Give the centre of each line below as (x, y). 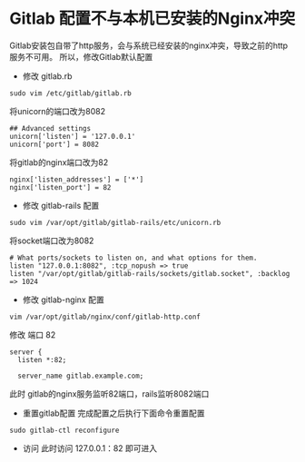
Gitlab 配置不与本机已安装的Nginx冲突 (152, 19)
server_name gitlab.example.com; (81, 376)
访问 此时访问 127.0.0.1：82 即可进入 (90, 448)
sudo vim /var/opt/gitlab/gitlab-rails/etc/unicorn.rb (115, 222)
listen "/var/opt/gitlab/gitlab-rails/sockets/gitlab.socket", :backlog (150, 273)
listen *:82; (42, 359)
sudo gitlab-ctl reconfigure (64, 430)
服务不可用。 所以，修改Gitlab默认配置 (81, 56)
